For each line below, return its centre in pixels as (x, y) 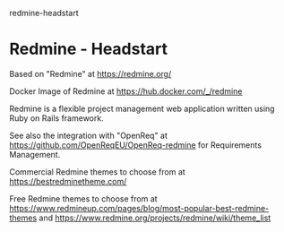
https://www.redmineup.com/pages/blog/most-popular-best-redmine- (139, 208)
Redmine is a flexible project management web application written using (142, 108)
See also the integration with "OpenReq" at (89, 135)
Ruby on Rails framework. (57, 118)
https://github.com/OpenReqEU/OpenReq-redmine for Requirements (136, 145)
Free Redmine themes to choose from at (84, 198)
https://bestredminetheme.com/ (68, 181)
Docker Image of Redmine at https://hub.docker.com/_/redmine (126, 91)
